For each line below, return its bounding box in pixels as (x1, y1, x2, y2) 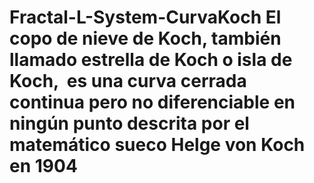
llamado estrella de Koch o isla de (9, 49, 293, 71)
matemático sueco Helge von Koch (9, 134, 306, 156)
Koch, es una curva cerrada (9, 70, 247, 93)
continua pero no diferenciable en (9, 91, 296, 114)
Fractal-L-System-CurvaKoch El (9, 6, 282, 29)
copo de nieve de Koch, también (9, 27, 282, 50)
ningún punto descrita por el (9, 112, 250, 135)
